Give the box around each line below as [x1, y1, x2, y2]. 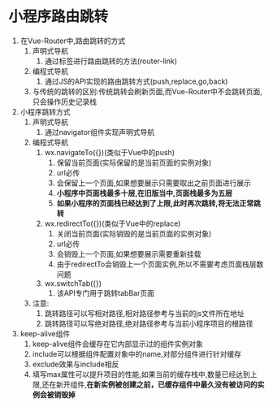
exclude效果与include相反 [32, 359, 119, 369]
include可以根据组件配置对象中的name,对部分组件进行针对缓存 [32, 349, 242, 358]
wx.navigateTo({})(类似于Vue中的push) [44, 147, 175, 157]
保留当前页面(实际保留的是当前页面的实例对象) [56, 158, 212, 167]
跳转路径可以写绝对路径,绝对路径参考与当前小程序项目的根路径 [44, 318, 253, 328]
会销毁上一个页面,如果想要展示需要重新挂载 [56, 249, 201, 258]
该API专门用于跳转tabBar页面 [56, 288, 154, 297]
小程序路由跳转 [8, 7, 109, 26]
